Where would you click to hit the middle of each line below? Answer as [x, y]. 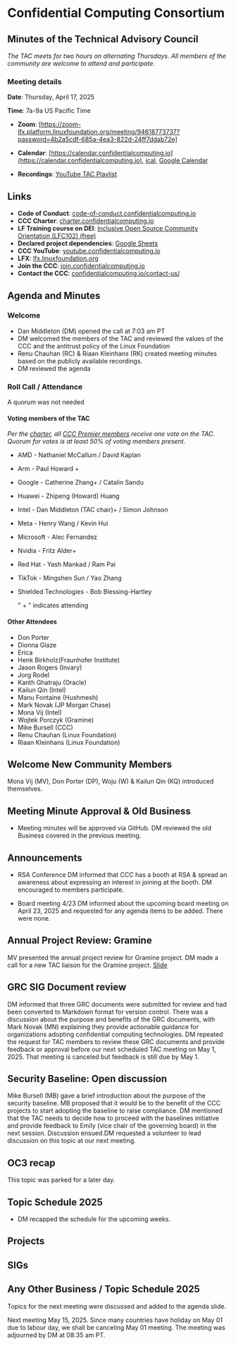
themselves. [25, 789]
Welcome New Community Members [90, 764]
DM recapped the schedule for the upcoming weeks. [94, 1219]
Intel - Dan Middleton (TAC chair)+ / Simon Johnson [93, 510]
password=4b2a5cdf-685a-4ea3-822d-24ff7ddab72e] [97, 140]
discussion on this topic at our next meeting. [72, 1141]
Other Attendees [32, 622]
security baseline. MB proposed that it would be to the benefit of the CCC [114, 1103]
